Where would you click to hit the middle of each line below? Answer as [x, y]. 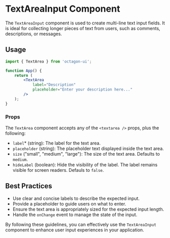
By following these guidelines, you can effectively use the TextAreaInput [81, 224]
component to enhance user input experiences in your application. [75, 230]
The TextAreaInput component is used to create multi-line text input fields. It [85, 23]
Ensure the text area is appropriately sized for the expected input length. [88, 209]
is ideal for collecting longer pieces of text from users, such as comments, [83, 28]
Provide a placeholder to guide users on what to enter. [69, 203]
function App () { [24, 71]
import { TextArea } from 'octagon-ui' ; [49, 62]
